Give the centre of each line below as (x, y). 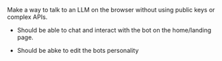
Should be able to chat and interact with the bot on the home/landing (114, 30)
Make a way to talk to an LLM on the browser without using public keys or (111, 10)
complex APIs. (27, 17)
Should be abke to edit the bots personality (78, 50)
